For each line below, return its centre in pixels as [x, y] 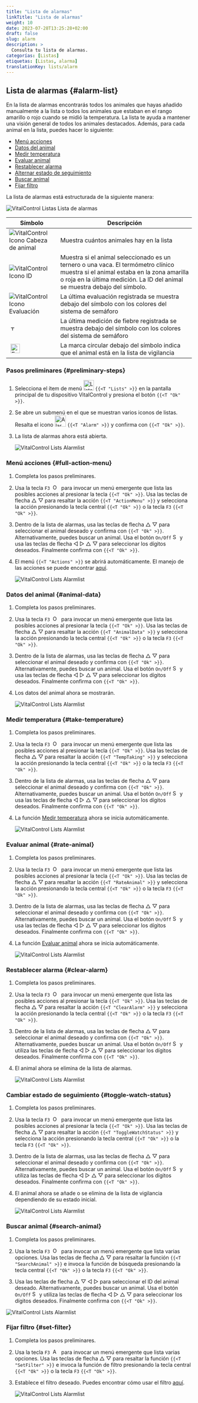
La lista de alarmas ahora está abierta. [61, 436]
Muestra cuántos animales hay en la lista [116, 240]
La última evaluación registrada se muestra [119, 296]
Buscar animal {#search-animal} [54, 1227]
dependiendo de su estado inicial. [56, 1199]
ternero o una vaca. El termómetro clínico [117, 265]
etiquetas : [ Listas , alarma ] [42, 61]
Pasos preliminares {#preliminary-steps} [66, 370]
